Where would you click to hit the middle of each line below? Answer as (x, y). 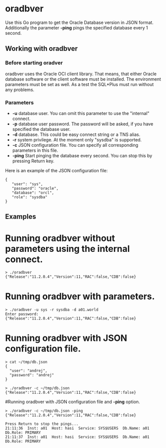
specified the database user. (41, 129)
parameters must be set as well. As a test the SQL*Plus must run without (80, 84)
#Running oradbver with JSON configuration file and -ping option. (73, 402)
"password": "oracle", (35, 188)
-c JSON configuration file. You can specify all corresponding (75, 145)
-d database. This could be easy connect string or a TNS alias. (76, 134)
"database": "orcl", (33, 193)
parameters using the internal (68, 249)
